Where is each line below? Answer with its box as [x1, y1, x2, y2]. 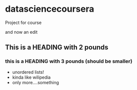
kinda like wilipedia [12, 74, 51, 80]
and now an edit [5, 29, 38, 35]
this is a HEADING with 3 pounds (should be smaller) [5, 58, 133, 65]
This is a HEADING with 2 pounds [5, 43, 109, 52]
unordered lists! [12, 69, 44, 75]
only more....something [12, 79, 59, 85]
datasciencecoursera [5, 3, 94, 15]
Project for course [5, 20, 42, 25]
